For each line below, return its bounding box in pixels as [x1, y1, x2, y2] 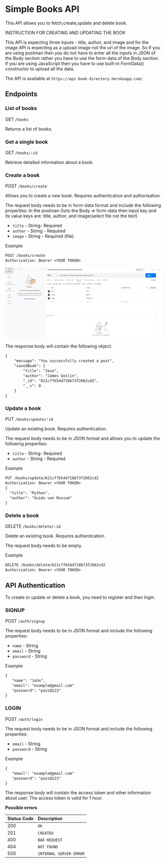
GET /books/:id [5, 150, 38, 156]
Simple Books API [5, 3, 80, 15]
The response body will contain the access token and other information [5, 789, 152, 796]
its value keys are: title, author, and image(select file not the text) [5, 213, 138, 219]
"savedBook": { [14, 363, 46, 368]
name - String [12, 643, 38, 649]
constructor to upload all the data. [5, 66, 75, 72]
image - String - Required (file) [12, 233, 74, 239]
